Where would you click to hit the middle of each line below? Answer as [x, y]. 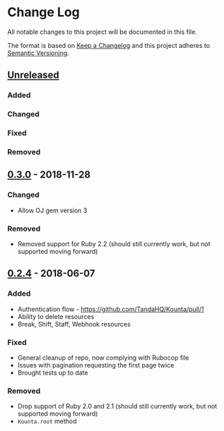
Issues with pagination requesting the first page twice [96, 365]
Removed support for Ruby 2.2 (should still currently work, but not [114, 244]
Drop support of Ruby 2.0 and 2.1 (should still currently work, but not [117, 406]
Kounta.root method [47, 421]
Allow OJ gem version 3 [52, 210]
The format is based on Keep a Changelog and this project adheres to [109, 45]
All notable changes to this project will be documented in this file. [102, 32]
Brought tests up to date [53, 372]
